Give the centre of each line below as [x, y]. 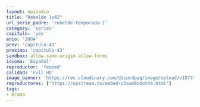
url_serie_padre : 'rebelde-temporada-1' [57, 23]
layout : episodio [28, 12]
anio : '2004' [22, 39]
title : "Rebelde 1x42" [34, 17]
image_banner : [24, 78]
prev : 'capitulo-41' [32, 45]
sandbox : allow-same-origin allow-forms [57, 56]
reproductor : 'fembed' [34, 67]
